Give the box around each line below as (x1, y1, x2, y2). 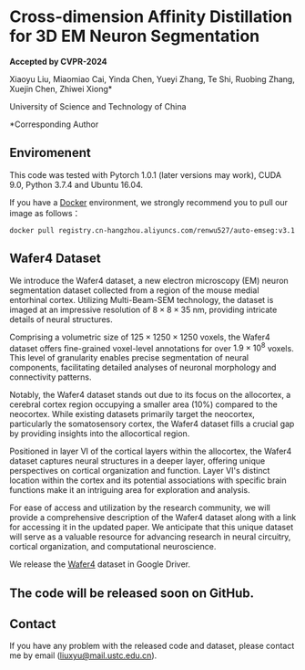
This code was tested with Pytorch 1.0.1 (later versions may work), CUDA (9, 169, 282, 180)
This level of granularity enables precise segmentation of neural (9, 352, 249, 363)
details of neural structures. (9, 313, 114, 325)
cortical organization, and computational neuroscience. (9, 541, 217, 552)
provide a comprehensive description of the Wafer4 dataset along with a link (9, 512, 297, 523)
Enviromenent (9, 145, 91, 161)
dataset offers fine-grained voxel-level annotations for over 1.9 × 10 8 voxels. (9, 340, 294, 353)
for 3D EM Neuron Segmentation (9, 26, 260, 47)
